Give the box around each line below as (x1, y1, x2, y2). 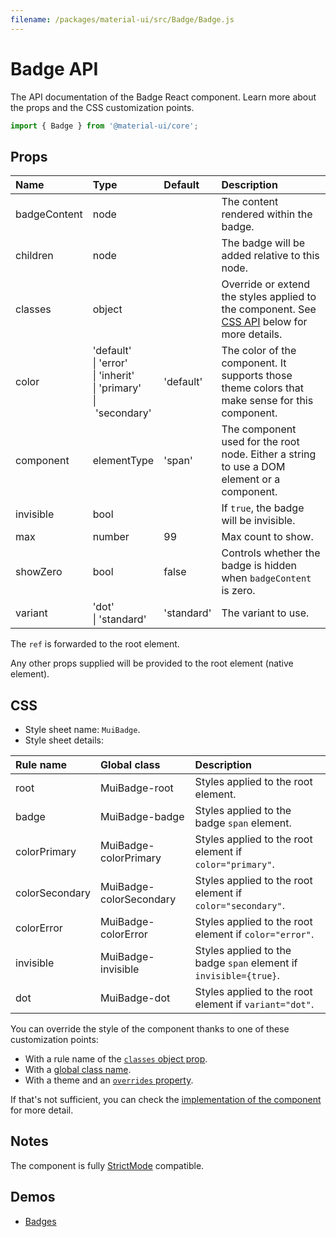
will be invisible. (221, 514, 296, 528)
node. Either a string (221, 447, 317, 461)
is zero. (221, 584, 256, 598)
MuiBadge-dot (100, 991, 171, 1005)
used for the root (221, 435, 300, 449)
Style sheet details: (24, 734, 105, 746)
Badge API (10, 57, 99, 80)
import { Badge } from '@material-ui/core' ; (10, 121, 199, 131)
